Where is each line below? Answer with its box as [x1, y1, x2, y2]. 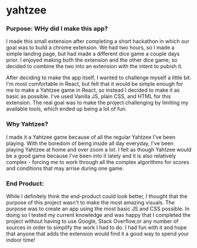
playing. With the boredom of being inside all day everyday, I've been [6, 139, 174, 147]
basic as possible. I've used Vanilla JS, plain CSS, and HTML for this [6, 93, 171, 100]
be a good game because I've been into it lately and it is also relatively [6, 152, 176, 159]
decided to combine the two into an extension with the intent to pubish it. [6, 63, 183, 70]
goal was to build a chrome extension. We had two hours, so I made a [6, 44, 175, 51]
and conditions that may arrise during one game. [6, 165, 124, 172]
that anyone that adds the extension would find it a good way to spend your [6, 230, 189, 237]
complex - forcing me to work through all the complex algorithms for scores [6, 158, 189, 165]
